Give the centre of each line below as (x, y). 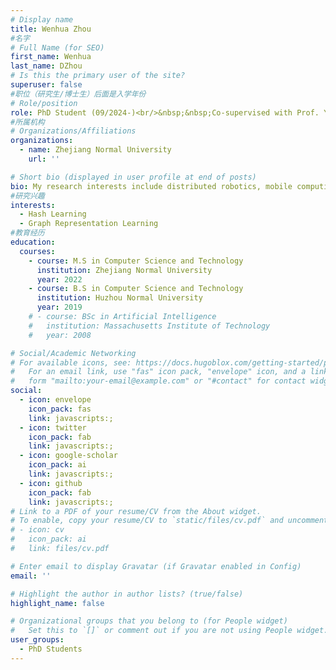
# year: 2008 (60, 335)
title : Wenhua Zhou (51, 29)
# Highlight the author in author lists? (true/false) (127, 594)
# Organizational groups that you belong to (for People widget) (149, 621)
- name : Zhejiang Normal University (95, 150)
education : (33, 242)
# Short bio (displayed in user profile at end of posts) (133, 177)
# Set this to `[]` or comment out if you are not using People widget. (169, 631)
